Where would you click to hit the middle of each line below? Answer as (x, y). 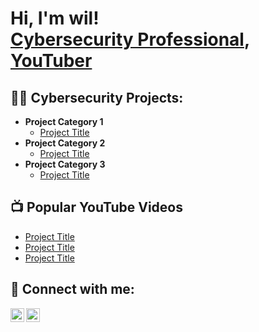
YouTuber (51, 61)
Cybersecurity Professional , (130, 39)
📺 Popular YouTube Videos (96, 207)
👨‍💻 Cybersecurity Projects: (97, 97)
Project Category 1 (64, 121)
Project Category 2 (65, 143)
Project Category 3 (65, 164)
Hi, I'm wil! (55, 18)
